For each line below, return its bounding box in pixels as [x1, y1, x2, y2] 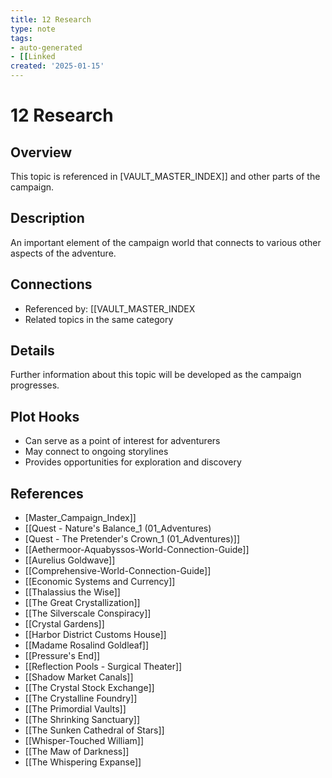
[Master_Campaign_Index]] [24, 512, 137, 524]
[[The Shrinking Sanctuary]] [24, 714, 141, 726]
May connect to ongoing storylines [24, 446, 169, 458]
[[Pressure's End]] [24, 650, 101, 662]
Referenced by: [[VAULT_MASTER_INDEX [24, 302, 196, 315]
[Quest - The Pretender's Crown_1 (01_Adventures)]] [24, 533, 241, 545]
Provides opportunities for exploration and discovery [24, 456, 242, 468]
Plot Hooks [10, 408, 80, 425]
